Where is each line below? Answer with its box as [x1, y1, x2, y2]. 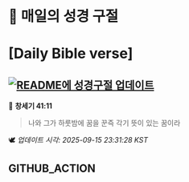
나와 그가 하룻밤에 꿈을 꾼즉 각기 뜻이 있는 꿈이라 [27, 118, 181, 128]
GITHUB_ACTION [8, 161, 97, 175]
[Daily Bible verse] [8, 45, 134, 63]
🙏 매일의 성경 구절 [8, 7, 119, 26]
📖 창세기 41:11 [8, 101, 52, 111]
